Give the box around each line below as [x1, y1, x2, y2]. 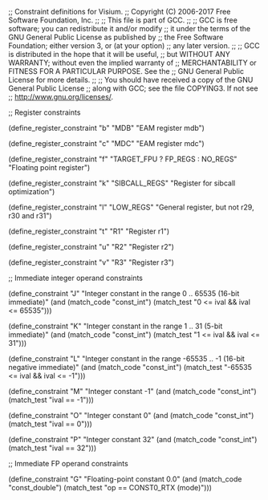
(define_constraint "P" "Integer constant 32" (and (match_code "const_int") [8, 435, 258, 444]
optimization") [8, 187, 55, 196]
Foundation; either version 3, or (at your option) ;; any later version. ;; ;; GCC [8, 41, 260, 51]
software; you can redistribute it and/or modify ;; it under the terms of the [8, 24, 251, 33]
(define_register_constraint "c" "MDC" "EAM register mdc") [8, 139, 205, 148]
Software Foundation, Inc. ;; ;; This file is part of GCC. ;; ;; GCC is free [8, 15, 238, 25]
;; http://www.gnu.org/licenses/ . [8, 92, 114, 101]
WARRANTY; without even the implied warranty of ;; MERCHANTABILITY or [8, 58, 257, 67]
